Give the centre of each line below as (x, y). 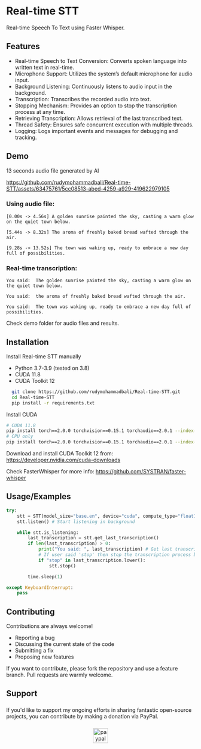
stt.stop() (63, 566)
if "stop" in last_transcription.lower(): (92, 560)
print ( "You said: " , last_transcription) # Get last (105, 549)
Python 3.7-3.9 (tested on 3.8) (52, 368)
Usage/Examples (39, 496)
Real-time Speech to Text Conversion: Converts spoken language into (101, 61)
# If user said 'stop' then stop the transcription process (115, 555)
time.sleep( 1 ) (45, 576)
